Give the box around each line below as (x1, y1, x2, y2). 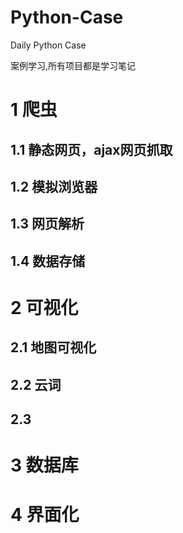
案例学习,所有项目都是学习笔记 (10, 59, 137, 71)
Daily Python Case (10, 39, 87, 51)
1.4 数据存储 (10, 252, 86, 270)
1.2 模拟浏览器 (10, 178, 98, 195)
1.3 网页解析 (10, 216, 85, 233)
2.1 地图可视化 (10, 339, 97, 356)
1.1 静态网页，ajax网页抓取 (10, 141, 173, 158)
